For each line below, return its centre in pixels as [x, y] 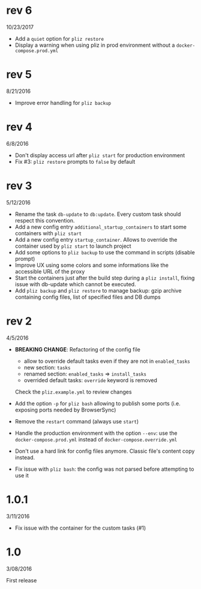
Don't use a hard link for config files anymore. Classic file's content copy [105, 451]
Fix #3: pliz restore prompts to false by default [75, 161]
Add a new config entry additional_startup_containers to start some [101, 227]
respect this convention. [45, 220]
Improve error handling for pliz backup [63, 103]
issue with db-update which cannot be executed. [75, 284]
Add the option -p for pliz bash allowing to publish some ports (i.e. [98, 403]
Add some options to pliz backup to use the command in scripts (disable [105, 252]
